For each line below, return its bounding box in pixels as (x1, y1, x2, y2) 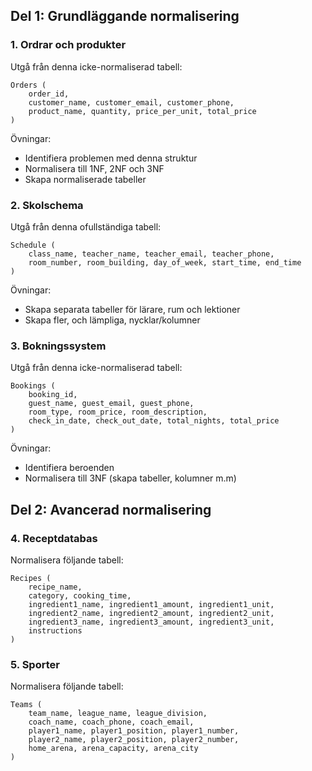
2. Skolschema (10, 198, 84, 212)
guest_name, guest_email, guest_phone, (28, 399, 195, 409)
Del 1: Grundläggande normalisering (10, 8, 240, 25)
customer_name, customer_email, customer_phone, (28, 97, 235, 108)
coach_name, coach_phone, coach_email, (28, 717, 195, 728)
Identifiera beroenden (24, 462, 115, 474)
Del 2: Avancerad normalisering (10, 501, 212, 518)
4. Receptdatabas (10, 531, 98, 545)
